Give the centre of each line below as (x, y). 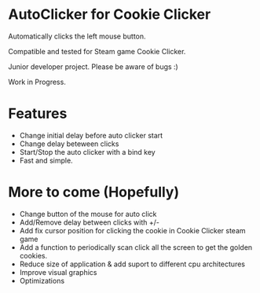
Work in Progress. (37, 82)
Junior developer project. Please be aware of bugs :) (93, 66)
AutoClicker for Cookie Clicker (110, 15)
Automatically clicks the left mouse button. (77, 36)
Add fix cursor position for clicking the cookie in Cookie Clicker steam (132, 230)
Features (38, 114)
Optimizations (42, 280)
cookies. (33, 255)
